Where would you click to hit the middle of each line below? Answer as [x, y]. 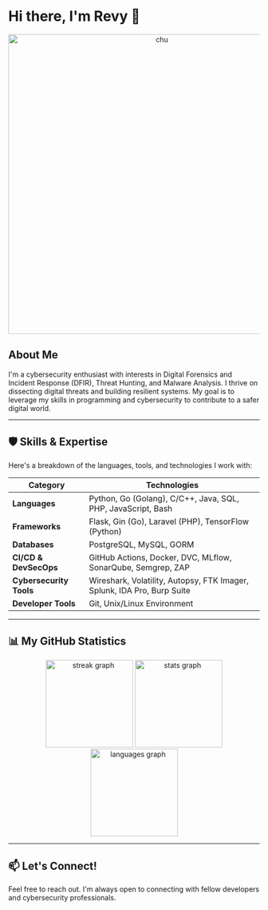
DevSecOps [35, 567]
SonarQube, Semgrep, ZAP [139, 567]
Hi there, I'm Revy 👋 [75, 16]
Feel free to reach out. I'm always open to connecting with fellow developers [134, 889]
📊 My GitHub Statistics [67, 641]
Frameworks [37, 526]
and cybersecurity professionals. [63, 898]
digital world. [30, 408]
